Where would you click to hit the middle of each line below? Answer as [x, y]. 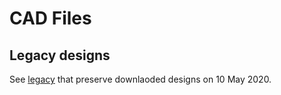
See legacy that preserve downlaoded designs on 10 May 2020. [140, 79]
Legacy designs [60, 55]
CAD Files [50, 18]
